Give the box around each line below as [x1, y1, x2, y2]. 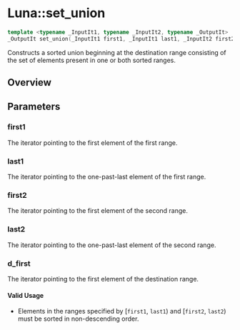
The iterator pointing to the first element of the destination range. [7, 274, 199, 283]
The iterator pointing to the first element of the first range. [7, 138, 178, 147]
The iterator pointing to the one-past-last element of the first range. [7, 173, 206, 181]
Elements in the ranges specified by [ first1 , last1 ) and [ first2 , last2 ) [17, 307, 226, 316]
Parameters [7, 101, 61, 113]
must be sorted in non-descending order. [17, 314, 139, 323]
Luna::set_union [7, 5, 106, 21]
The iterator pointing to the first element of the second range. [7, 206, 188, 215]
